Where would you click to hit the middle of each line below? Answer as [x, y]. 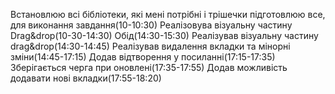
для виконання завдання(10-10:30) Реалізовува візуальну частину [151, 25]
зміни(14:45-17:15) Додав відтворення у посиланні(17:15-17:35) [143, 57]
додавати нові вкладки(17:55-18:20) [86, 78]
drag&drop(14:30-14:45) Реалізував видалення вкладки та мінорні [150, 46]
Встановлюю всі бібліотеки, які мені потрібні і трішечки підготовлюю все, [168, 14]
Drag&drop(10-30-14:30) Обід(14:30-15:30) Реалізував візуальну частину [164, 35]
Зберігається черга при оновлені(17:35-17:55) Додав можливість [149, 67]
